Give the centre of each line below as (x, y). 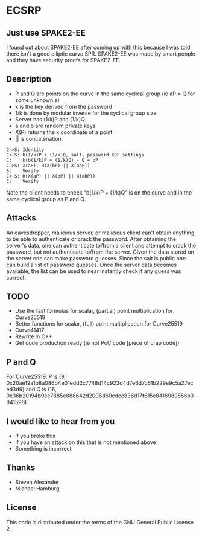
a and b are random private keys (55, 126)
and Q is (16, (41, 390)
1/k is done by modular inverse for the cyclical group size (86, 113)
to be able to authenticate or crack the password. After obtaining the (91, 239)
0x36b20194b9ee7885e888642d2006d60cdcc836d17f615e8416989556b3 (100, 396)
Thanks (21, 468)
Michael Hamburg (37, 488)
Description (29, 79)
